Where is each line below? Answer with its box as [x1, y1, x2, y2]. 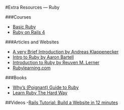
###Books [5, 75, 27, 80]
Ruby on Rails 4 [12, 29, 45, 35]
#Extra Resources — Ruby [5, 5, 59, 10]
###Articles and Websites [5, 39, 59, 45]
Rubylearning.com [12, 65, 51, 71]
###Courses [5, 14, 31, 20]
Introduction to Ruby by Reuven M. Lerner [12, 60, 100, 65]
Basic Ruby [12, 24, 36, 30]
